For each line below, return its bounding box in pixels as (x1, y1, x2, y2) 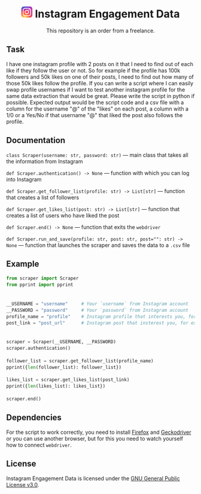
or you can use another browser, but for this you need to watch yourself (6, 435, 184, 442)
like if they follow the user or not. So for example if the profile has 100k (6, 67, 181, 74)
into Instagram (6, 175, 42, 183)
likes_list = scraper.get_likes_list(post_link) (6, 377, 130, 383)
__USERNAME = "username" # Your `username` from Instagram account (6, 300, 188, 306)
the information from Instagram (6, 157, 83, 165)
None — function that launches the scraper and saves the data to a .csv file (6, 241, 190, 249)
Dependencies (6, 412, 62, 423)
